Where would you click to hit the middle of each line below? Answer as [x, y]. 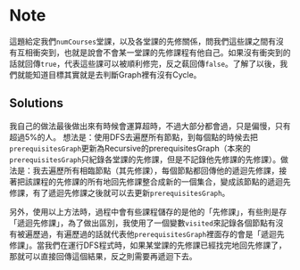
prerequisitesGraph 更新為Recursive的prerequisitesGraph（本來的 [130, 148]
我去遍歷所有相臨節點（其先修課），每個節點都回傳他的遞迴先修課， [156, 170]
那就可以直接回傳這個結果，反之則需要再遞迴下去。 [103, 256]
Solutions [37, 103]
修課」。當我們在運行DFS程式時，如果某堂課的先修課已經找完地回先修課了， [148, 245]
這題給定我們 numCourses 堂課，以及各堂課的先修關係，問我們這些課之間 [139, 41]
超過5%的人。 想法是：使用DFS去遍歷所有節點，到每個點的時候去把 [134, 137]
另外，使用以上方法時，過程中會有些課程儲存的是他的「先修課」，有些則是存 [148, 211]
